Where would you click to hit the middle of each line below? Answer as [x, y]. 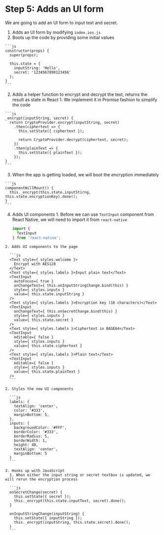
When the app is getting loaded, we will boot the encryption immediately [85, 174]
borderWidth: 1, [31, 441]
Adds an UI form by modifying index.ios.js [56, 32]
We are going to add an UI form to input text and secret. [61, 23]
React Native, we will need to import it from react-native [70, 220]
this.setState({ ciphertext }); [51, 131]
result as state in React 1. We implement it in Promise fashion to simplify [85, 99]
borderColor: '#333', [36, 432]
